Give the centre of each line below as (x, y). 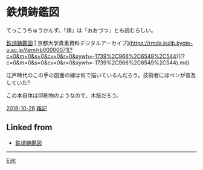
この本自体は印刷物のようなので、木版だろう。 (64, 95)
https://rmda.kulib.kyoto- (162, 43)
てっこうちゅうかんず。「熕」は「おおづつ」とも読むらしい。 (81, 30)
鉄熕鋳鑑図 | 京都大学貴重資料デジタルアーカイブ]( (69, 43)
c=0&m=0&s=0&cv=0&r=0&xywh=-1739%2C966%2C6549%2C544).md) (98, 62)
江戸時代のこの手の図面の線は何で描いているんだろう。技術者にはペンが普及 (101, 75)
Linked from (29, 127)
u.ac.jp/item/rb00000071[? (40, 49)
